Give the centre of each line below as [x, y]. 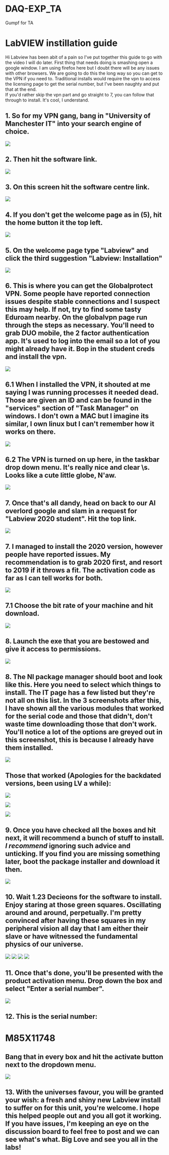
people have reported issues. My [58, 554]
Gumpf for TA [19, 23]
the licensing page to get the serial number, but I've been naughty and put [82, 84]
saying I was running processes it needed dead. [82, 392]
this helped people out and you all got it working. [83, 1116]
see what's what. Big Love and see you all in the [82, 1140]
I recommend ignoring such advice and [68, 846]
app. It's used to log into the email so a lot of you [83, 341]
